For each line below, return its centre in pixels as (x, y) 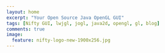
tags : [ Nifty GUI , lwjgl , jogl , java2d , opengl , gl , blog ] (83, 23)
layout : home (23, 12)
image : (15, 35)
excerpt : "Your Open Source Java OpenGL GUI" (65, 18)
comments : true (26, 29)
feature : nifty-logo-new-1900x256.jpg (61, 40)
